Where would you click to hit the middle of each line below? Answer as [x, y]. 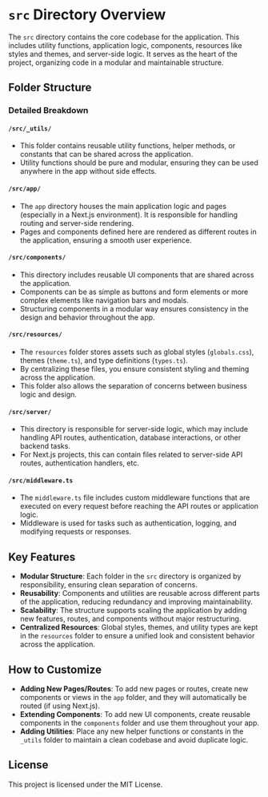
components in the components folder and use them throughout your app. [140, 723]
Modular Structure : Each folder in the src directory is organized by [130, 576]
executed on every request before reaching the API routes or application [139, 506]
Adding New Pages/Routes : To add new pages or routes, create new [134, 689]
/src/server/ [30, 412]
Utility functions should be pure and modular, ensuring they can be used [139, 163]
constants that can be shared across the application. [106, 155]
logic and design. [48, 395]
